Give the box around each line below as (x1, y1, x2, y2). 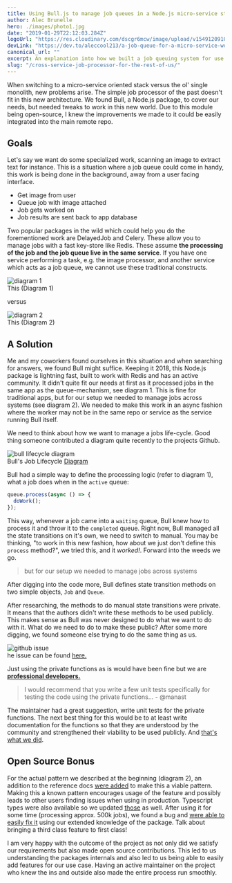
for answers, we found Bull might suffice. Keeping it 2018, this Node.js (7, 364, 206, 372)
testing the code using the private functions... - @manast (23, 693, 186, 701)
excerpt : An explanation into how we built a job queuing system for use (7, 55, 224, 62)
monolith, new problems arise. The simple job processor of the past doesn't (7, 88, 223, 96)
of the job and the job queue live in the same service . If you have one (7, 248, 207, 257)
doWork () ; (13, 498, 41, 505)
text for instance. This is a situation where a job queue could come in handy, (7, 163, 224, 172)
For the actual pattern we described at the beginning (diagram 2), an (7, 774, 202, 782)
